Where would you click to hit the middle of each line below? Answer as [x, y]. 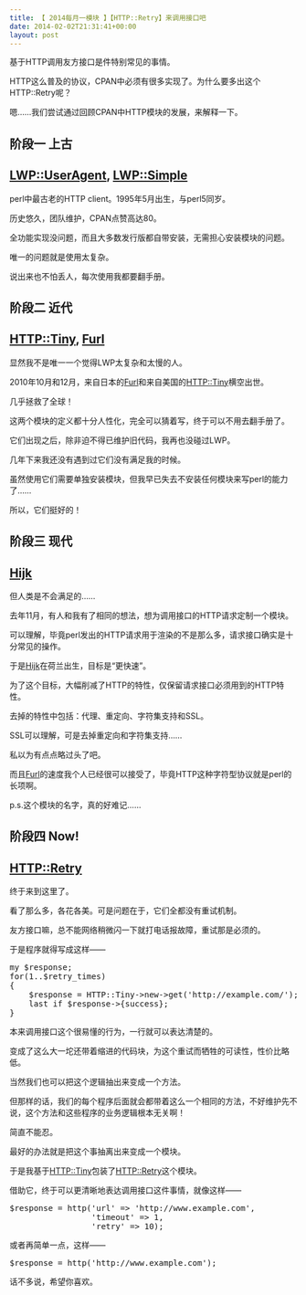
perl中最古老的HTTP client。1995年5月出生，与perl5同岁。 [120, 198]
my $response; [41, 968]
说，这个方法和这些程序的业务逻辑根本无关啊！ [97, 1113]
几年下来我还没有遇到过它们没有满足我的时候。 [97, 459]
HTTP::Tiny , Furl [57, 339]
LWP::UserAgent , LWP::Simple [99, 176]
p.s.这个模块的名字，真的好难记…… [75, 805]
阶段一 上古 [41, 144]
